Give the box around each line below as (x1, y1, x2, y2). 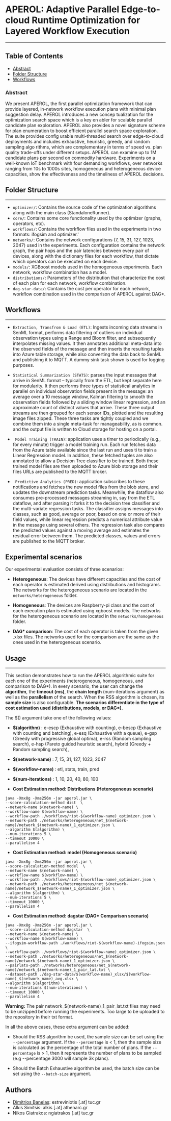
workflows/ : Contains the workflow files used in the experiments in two (12, 226, 161, 232)
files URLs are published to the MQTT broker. (12, 468, 108, 475)
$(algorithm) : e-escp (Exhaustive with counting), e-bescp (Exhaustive (12, 725, 162, 731)
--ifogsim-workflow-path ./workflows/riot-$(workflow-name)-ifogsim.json (5, 940, 165, 946)
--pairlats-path (5, 963, 40, 968)
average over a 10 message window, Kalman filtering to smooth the (12, 393, 154, 400)
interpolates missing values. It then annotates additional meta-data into (12, 340, 162, 346)
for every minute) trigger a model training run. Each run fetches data (12, 441, 156, 447)
